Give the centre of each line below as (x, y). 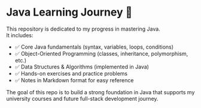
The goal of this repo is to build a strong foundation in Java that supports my (100, 92)
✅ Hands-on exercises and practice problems (71, 73)
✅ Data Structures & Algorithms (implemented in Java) (82, 67)
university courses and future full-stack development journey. (82, 98)
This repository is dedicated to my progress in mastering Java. (83, 29)
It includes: (20, 35)
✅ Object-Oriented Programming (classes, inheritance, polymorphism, (101, 53)
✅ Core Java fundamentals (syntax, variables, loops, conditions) (94, 47)
